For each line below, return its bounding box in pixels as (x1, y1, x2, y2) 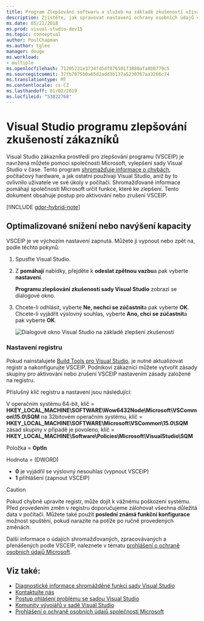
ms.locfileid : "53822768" (6, 94, 72, 100)
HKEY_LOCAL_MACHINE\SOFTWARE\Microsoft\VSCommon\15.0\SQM (6, 419, 188, 427)
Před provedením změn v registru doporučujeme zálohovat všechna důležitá (6, 504, 197, 511)
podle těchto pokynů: (6, 244, 59, 251)
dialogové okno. (15, 292, 56, 299)
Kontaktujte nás (15, 588, 55, 595)
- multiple (6, 60, 34, 66)
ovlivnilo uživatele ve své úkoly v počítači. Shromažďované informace (6, 179, 181, 186)
